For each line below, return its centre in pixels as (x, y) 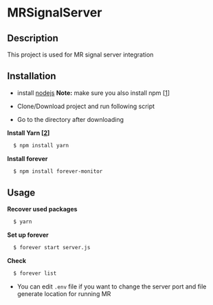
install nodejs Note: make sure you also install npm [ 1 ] (93, 93)
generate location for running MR (64, 294)
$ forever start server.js (52, 248)
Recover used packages (42, 209)
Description (33, 38)
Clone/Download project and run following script (86, 106)
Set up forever (28, 235)
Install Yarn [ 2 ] (29, 133)
